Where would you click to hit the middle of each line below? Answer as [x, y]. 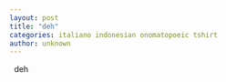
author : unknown [40, 43]
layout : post [34, 18]
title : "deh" [34, 26]
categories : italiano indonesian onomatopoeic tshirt [114, 35]
